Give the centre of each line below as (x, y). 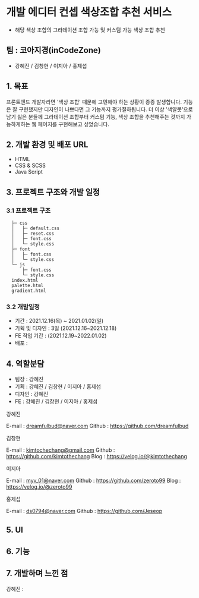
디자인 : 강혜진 (31, 394)
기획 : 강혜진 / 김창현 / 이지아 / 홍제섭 (58, 386)
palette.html (28, 286)
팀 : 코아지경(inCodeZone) (53, 50)
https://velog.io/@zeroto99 (39, 487)
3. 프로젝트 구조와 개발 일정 (53, 192)
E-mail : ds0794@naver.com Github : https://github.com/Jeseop (84, 511)
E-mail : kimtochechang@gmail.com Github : (61, 450)
